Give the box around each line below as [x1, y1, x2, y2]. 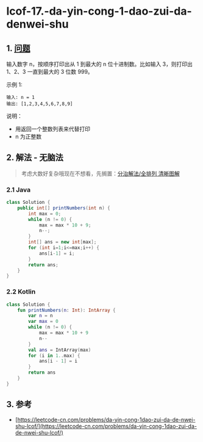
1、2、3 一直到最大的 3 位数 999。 [6, 68, 93, 75]
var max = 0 [28, 319, 59, 325]
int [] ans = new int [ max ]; [28, 239, 97, 245]
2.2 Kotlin [6, 288, 36, 296]
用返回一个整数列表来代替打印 [15, 125, 90, 132]
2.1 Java [6, 185, 31, 194]
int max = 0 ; [28, 211, 62, 217]
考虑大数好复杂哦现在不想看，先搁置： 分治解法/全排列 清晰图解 [21, 170, 180, 177]
